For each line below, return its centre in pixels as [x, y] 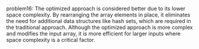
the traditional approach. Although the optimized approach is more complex [99, 27]
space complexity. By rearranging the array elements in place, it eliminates [98, 15]
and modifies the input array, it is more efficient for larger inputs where [94, 34]
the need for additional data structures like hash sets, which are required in [99, 21]
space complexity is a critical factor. [51, 40]
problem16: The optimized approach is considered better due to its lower [96, 9]
